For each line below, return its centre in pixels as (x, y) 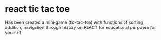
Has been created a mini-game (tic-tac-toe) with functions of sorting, (75, 22)
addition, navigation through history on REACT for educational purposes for (81, 27)
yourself (13, 32)
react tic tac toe (37, 9)
